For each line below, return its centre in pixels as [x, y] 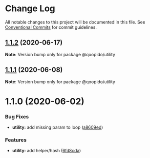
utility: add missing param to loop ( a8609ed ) [58, 127]
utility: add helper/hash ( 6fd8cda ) [46, 151]
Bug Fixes [17, 116]
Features [16, 140]
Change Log [30, 9]
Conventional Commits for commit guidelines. [51, 27]
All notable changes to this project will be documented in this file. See [75, 22]
